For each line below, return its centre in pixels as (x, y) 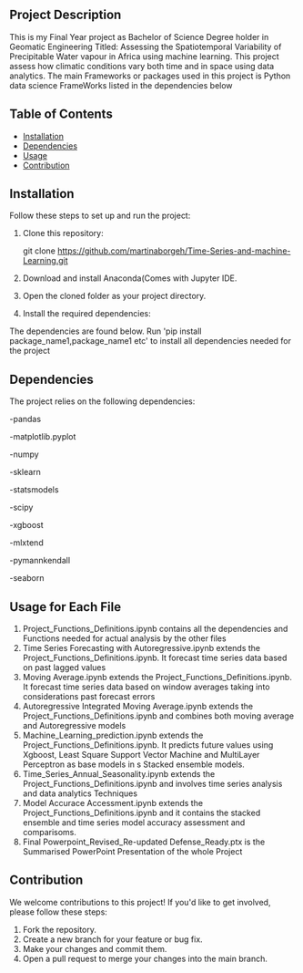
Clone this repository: (63, 233)
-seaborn (27, 578)
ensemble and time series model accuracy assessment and (134, 823)
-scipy (21, 507)
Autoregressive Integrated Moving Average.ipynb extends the (137, 707)
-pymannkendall (40, 561)
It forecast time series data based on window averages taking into (146, 687)
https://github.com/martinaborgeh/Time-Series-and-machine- (174, 251)
